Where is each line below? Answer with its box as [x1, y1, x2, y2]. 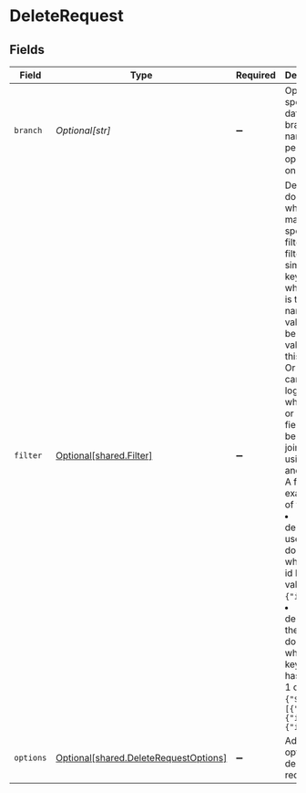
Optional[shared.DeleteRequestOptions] [56, 752, 228, 764]
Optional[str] [56, 124, 111, 137]
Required [235, 69, 276, 81]
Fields [9, 42, 46, 57]
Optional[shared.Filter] [56, 449, 153, 462]
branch [14, 125, 43, 135]
